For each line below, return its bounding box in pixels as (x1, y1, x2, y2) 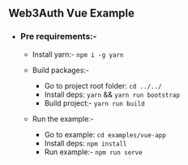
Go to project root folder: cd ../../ (44, 80, 162, 90)
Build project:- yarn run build (44, 98, 145, 108)
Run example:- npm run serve (44, 146, 143, 157)
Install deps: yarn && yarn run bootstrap (44, 89, 181, 99)
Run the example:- (32, 114, 95, 124)
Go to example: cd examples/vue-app (44, 129, 166, 139)
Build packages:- (32, 65, 90, 75)
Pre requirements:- (19, 31, 97, 42)
